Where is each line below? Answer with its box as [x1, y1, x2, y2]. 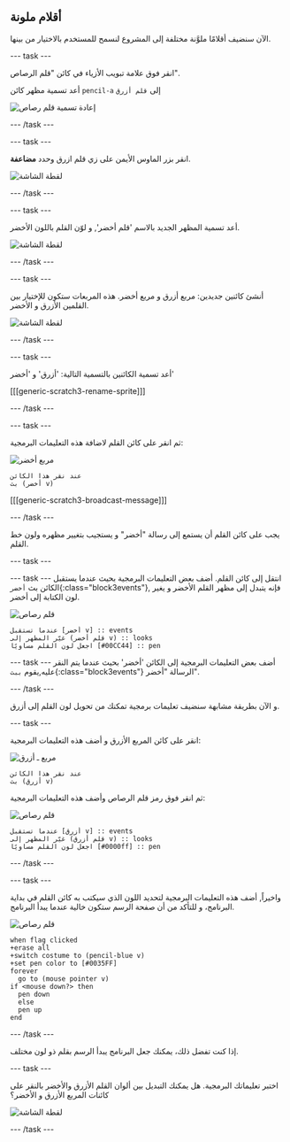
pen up [18, 1005, 42, 1015]
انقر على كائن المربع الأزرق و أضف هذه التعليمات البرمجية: [10, 735, 202, 745]
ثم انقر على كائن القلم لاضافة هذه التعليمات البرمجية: [10, 436, 184, 448]
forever [10, 967, 39, 976]
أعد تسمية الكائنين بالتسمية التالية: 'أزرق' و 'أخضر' [10, 368, 175, 379]
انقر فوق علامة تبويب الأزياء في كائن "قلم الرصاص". [10, 67, 180, 78]
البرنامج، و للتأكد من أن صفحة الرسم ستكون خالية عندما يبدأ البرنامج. [10, 901, 235, 912]
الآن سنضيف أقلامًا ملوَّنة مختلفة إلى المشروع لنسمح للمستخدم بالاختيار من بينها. [10, 33, 271, 43]
